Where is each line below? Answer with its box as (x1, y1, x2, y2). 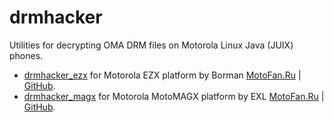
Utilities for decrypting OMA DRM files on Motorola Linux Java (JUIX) (9, 39, 294, 51)
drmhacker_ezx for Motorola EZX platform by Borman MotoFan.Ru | (23, 69, 302, 81)
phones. (9, 49, 44, 61)
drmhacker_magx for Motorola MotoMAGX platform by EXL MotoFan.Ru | (23, 90, 325, 102)
